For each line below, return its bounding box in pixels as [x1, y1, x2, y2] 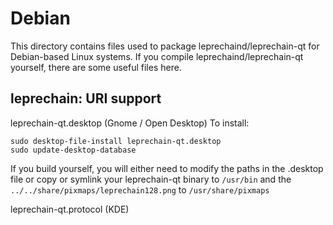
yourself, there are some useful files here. [10, 61, 182, 73]
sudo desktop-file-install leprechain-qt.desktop [10, 136, 222, 146]
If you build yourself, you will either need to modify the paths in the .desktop [10, 162, 324, 174]
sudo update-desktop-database [10, 145, 137, 155]
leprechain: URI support [10, 90, 162, 107]
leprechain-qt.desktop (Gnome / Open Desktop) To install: [10, 117, 250, 129]
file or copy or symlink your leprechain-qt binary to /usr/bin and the [10, 173, 292, 185]
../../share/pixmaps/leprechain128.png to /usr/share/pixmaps [10, 183, 270, 196]
